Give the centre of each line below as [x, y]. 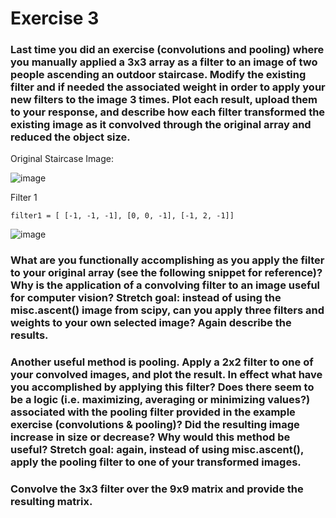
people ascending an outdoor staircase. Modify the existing [158, 75]
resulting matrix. [51, 502]
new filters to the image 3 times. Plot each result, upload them [164, 100]
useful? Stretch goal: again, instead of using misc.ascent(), [157, 450]
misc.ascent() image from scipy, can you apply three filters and [167, 310]
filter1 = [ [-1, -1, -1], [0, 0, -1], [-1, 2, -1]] [122, 216]
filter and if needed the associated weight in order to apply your [168, 87]
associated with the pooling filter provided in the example [153, 412]
